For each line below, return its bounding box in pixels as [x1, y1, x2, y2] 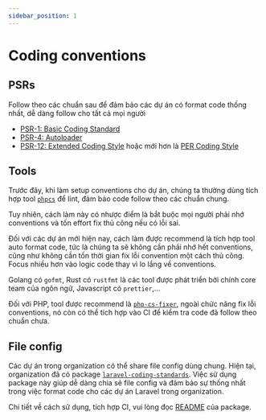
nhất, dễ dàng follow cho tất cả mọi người [8, 108, 146, 117]
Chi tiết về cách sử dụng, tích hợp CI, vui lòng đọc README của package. [8, 402, 252, 412]
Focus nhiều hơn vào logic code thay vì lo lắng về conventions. [8, 259, 217, 270]
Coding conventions [8, 46, 146, 64]
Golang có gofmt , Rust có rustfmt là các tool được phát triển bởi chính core [8, 275, 256, 285]
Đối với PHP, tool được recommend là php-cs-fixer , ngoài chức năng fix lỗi [8, 299, 256, 309]
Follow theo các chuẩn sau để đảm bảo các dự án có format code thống [8, 100, 247, 109]
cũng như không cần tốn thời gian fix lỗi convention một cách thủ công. [8, 251, 245, 261]
